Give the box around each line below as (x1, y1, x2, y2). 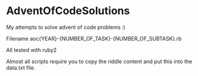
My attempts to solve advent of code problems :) (6, 24, 126, 31)
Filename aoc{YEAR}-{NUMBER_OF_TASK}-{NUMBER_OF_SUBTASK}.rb (6, 35, 182, 42)
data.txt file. (6, 64, 36, 71)
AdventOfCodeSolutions (6, 4, 130, 18)
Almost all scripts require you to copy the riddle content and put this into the (6, 58, 193, 65)
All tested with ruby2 (6, 46, 57, 54)
